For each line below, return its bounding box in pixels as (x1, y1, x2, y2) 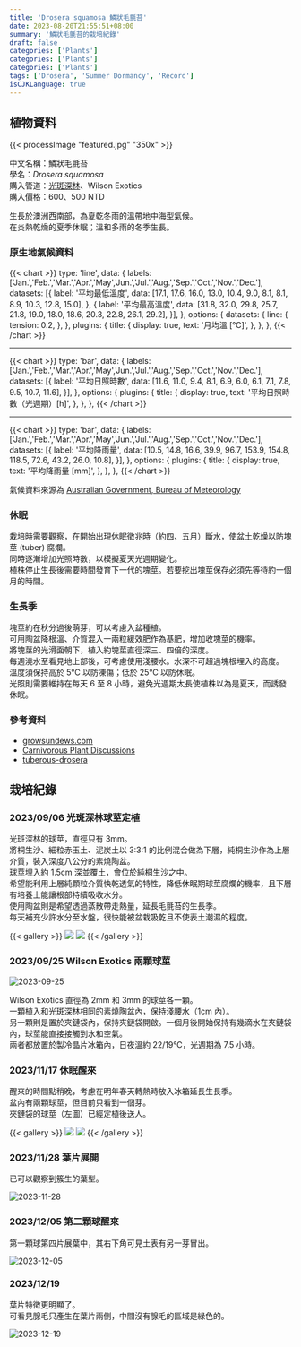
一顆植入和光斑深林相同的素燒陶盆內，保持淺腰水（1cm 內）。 (9, 1006, 235, 1016)
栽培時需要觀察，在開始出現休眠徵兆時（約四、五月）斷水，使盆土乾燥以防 (9, 531, 284, 542)
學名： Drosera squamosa (9, 169, 105, 180)
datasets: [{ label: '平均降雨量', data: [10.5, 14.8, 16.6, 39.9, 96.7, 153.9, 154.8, (9, 445, 291, 455)
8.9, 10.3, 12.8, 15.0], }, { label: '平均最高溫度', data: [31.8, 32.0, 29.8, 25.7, (9, 298, 279, 309)
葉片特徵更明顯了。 (9, 1299, 81, 1309)
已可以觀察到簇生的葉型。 (9, 1173, 104, 1184)
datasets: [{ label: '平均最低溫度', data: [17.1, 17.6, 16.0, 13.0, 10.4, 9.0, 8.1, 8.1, (9, 288, 288, 298)
